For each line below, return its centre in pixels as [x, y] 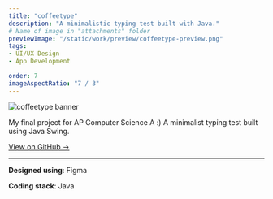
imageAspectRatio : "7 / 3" [54, 83]
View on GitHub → [39, 146]
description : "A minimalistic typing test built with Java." [114, 24]
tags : [17, 46]
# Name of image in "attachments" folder [80, 31]
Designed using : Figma [48, 170]
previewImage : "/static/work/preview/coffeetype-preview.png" [116, 39]
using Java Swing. [39, 131]
